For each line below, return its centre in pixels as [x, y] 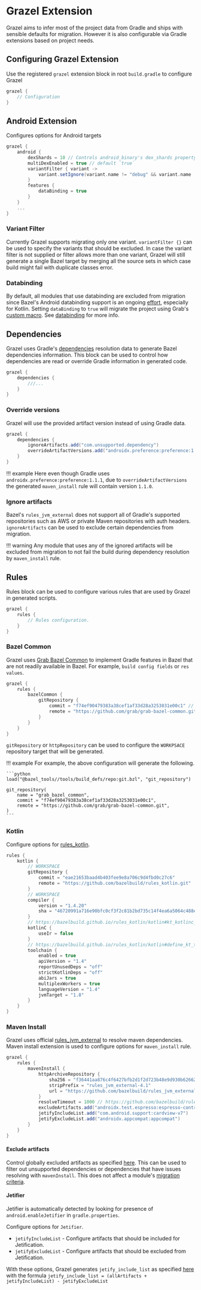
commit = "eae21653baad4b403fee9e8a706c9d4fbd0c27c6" [106, 878]
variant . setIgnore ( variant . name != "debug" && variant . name [115, 174]
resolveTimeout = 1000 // [70, 1102]
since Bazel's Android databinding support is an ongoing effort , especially [97, 303]
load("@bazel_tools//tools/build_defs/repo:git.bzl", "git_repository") [99, 779]
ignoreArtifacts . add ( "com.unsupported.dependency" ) [94, 445]
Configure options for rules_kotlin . [48, 844]
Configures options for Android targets [54, 136]
